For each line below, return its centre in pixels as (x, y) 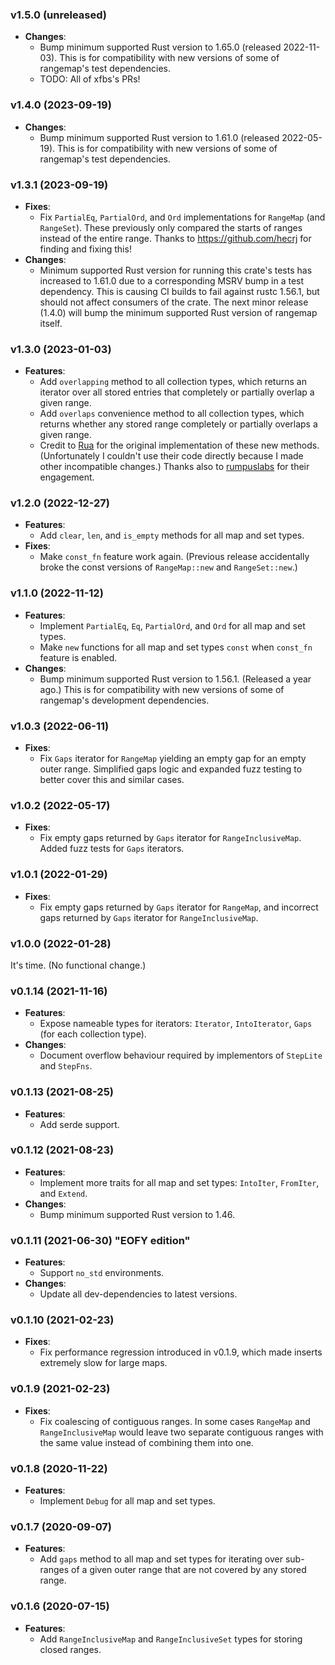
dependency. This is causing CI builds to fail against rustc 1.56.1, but (179, 291)
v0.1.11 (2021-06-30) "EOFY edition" (100, 1240)
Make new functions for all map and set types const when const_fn (176, 647)
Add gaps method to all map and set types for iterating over (161, 1559)
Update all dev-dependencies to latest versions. (138, 1294)
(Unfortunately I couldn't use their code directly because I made (171, 456)
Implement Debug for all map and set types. (127, 1501)
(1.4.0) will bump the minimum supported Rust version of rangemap (178, 312)
